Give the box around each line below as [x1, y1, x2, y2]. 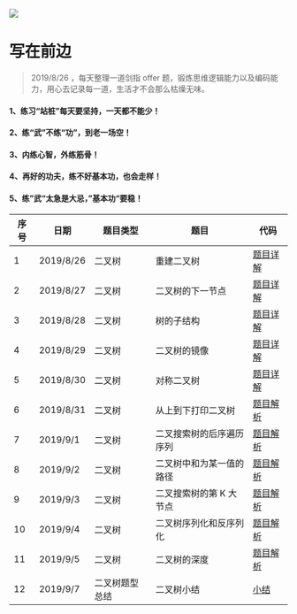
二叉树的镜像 [155, 344, 209, 357]
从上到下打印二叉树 [155, 403, 236, 416]
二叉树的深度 [155, 553, 209, 565]
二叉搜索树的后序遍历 [155, 427, 245, 440]
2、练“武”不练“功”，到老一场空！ [9, 127, 132, 138]
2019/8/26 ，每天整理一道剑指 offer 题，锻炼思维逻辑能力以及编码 [30, 72, 271, 83]
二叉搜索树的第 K [155, 487, 226, 499]
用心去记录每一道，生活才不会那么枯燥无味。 [46, 83, 209, 94]
